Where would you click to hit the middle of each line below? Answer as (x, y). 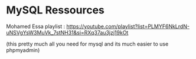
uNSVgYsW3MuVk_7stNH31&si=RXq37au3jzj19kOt (67, 32)
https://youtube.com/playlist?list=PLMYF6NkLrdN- (128, 26)
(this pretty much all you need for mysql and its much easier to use (87, 44)
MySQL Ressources (55, 10)
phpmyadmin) (23, 50)
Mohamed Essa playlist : (36, 26)
